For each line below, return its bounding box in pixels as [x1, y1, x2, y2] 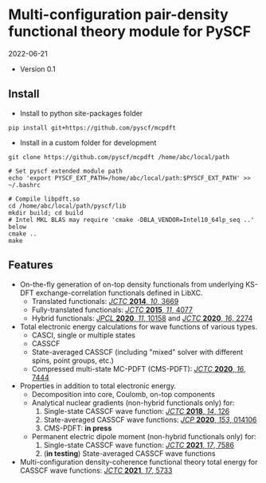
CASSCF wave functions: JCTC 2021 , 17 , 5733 [19, 465, 173, 475]
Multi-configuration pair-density [8, 6, 229, 24]
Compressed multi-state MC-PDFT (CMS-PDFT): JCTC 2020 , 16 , [31, 364, 247, 373]
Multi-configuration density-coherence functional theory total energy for [19, 457, 258, 466]
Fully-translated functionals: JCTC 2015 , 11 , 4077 [31, 305, 194, 314]
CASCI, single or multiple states [31, 330, 135, 340]
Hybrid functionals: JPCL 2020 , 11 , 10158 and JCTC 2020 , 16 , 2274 [31, 313, 253, 323]
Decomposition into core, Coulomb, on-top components [31, 389, 215, 399]
